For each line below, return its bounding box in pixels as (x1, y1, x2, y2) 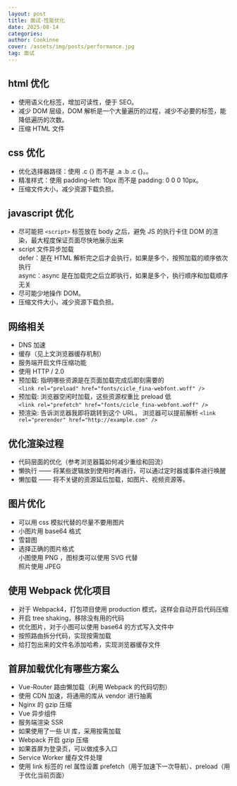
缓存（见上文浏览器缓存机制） (18, 350, 105, 358)
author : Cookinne (8, 37, 59, 44)
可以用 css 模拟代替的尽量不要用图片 (18, 518, 126, 526)
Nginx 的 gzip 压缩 (18, 701, 73, 709)
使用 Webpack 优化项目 (8, 585, 111, 597)
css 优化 (8, 147, 45, 159)
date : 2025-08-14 (8, 23, 59, 30)
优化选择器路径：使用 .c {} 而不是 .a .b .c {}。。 (18, 167, 152, 175)
